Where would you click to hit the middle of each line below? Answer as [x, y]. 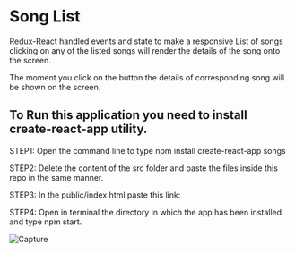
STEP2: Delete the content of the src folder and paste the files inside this [143, 168]
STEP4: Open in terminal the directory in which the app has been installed [146, 212]
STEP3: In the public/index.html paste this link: [95, 195]
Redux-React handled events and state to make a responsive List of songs [147, 41]
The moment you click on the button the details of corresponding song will [147, 77]
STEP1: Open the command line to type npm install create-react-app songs [147, 150]
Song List [45, 17]
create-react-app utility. [78, 129]
